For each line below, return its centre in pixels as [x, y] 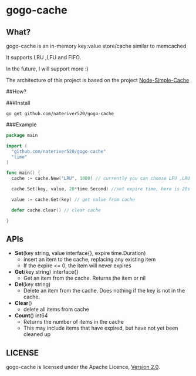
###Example [21, 125]
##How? [16, 91]
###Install [18, 103]
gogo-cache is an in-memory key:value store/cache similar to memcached [96, 46]
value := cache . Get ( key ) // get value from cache [73, 200]
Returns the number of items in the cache [74, 322]
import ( [17, 146]
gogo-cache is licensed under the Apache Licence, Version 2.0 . [83, 367]
